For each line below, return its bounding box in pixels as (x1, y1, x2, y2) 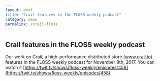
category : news (5, 17, 38, 22)
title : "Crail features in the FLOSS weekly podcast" (5, 12, 122, 17)
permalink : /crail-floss (5, 21, 58, 27)
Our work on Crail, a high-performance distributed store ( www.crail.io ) (5, 54, 152, 60)
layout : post (5, 7, 33, 13)
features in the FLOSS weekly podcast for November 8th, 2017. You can (5, 59, 155, 65)
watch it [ (5, 64, 25, 71)
